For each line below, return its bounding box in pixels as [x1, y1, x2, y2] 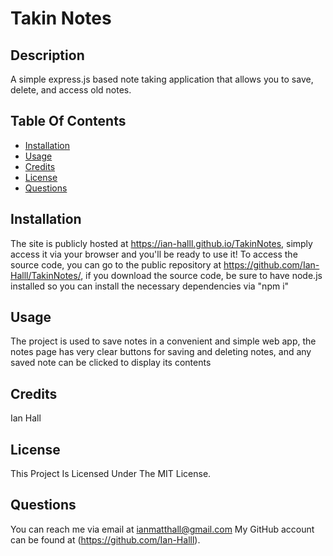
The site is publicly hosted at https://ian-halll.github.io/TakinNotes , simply [10, 237, 313, 249]
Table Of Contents [10, 113, 127, 130]
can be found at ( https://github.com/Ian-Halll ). [10, 533, 201, 546]
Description [10, 47, 85, 64]
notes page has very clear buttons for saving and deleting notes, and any [10, 346, 312, 358]
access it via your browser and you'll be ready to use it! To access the [10, 248, 298, 260]
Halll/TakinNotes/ [10, 269, 82, 281]
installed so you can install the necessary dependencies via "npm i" [10, 280, 290, 292]
